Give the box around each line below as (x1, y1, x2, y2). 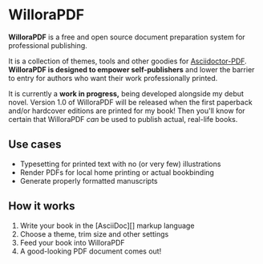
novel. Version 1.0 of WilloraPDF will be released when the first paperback (8, 97, 253, 107)
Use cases (8, 138, 62, 152)
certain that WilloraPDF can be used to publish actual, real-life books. (8, 114, 238, 124)
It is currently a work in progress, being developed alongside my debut (8, 88, 245, 98)
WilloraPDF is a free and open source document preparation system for (8, 32, 246, 42)
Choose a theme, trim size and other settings (19, 229, 169, 238)
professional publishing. (8, 40, 88, 50)
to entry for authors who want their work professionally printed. (8, 73, 218, 83)
